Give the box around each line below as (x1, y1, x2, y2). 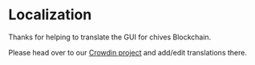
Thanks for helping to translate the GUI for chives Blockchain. (8, 32, 212, 42)
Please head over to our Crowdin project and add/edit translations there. (8, 47, 247, 57)
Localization (8, 6, 92, 24)
